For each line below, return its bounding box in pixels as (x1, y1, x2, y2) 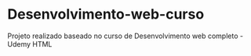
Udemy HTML (7, 39, 53, 48)
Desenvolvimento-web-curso (7, 5, 205, 23)
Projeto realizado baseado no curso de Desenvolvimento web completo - (7, 31, 244, 40)
